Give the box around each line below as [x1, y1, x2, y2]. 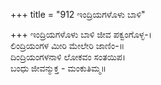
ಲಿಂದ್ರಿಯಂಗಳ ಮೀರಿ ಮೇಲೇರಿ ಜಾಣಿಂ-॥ [10, 40, 125, 51]
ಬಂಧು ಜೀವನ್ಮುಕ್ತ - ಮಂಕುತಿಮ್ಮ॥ [10, 62, 107, 74]
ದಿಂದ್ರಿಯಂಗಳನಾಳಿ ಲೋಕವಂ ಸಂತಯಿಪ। [10, 51, 126, 63]
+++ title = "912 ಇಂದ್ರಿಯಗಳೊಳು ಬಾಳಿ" [10, 9, 146, 20]
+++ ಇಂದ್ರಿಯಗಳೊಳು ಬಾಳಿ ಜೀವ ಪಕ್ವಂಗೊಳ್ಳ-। [10, 29, 153, 40]
